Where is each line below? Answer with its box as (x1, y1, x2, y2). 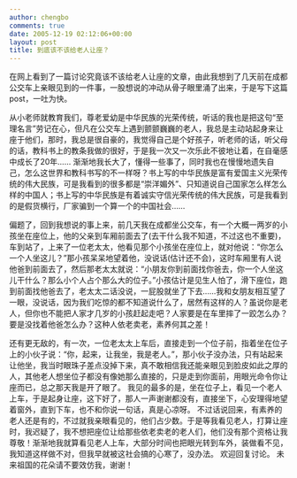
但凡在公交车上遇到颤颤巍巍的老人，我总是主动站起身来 (74, 123, 277, 134)
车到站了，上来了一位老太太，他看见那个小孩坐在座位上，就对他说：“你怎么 (9, 242, 285, 252)
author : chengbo (9, 12, 69, 22)
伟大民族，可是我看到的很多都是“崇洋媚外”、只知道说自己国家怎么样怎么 (24, 179, 287, 189)
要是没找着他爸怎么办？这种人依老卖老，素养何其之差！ (9, 320, 210, 330)
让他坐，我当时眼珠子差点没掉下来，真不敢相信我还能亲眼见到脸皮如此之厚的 (9, 360, 288, 371)
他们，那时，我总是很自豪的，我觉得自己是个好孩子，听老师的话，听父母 (24, 135, 288, 145)
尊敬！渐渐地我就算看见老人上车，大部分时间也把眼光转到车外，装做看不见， (9, 437, 288, 448)
